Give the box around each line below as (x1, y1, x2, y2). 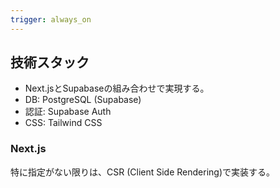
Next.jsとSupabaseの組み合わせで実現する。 (24, 82, 210, 95)
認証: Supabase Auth (24, 106, 112, 118)
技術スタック (10, 54, 90, 71)
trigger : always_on (10, 14, 92, 25)
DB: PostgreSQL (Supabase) (24, 94, 142, 106)
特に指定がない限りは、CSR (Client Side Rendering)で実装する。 (10, 166, 275, 178)
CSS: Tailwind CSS (24, 117, 103, 129)
